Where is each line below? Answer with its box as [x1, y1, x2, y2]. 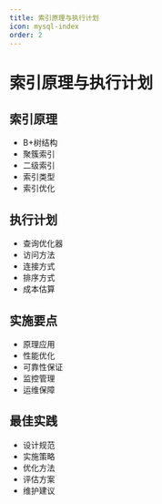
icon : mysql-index [9, 22, 79, 31]
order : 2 [9, 30, 43, 39]
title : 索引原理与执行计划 [9, 13, 100, 23]
